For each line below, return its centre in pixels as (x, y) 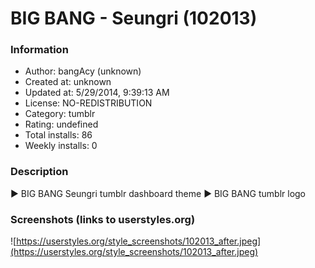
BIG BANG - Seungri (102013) (134, 18)
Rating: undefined (61, 124)
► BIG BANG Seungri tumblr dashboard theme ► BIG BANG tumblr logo (158, 193)
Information (39, 50)
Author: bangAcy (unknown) (83, 71)
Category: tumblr (60, 114)
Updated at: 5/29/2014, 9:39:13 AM (97, 93)
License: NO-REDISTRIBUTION (88, 103)
